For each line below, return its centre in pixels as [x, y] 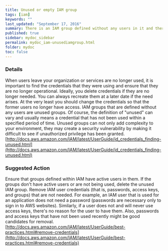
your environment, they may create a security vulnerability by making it [78, 128]
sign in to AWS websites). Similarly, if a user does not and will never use [79, 206]
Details [14, 69]
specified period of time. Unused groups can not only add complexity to [79, 123]
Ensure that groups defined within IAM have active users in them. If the [78, 179]
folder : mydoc [20, 47]
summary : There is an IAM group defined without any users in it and [79, 29]
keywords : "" [19, 19]
